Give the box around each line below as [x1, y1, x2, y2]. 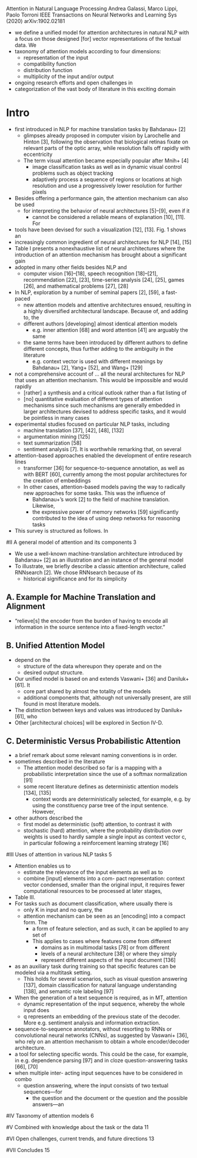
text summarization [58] [23, 439, 82, 446]
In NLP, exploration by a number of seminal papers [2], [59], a [14, 289, 165, 296]
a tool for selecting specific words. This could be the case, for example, [14, 1051, 188, 1058]
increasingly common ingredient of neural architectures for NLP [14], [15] [14, 239, 192, 246]
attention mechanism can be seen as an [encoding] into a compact [23, 912, 186, 920]
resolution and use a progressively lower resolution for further [32, 182, 182, 189]
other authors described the [14, 814, 83, 821]
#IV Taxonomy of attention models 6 [6, 1113, 94, 1120]
